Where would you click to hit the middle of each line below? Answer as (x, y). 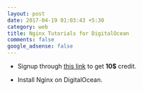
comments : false (31, 40)
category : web (28, 27)
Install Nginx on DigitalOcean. (60, 80)
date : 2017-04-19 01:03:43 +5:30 (56, 20)
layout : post (26, 14)
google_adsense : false (40, 46)
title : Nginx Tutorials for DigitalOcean (68, 33)
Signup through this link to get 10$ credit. (77, 66)
